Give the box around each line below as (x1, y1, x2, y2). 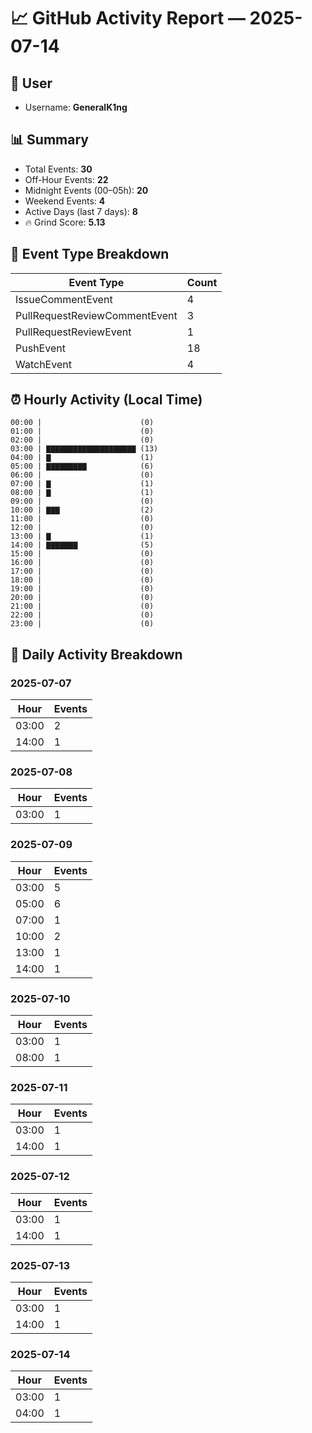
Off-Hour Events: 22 (24, 173, 109, 185)
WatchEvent (15, 357, 72, 371)
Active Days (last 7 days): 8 (24, 205, 138, 217)
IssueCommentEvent (15, 292, 113, 306)
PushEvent (15, 341, 66, 355)
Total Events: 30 (24, 163, 93, 175)
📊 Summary (10, 131, 89, 149)
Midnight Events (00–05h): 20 (24, 184, 149, 196)
